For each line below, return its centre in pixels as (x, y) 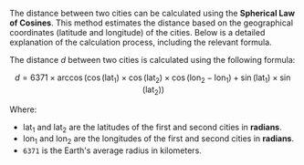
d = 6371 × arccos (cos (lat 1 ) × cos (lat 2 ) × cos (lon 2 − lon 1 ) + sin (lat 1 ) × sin (153, 78)
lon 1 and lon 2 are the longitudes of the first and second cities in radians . (158, 140)
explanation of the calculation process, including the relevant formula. (141, 42)
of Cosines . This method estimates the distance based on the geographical (152, 23)
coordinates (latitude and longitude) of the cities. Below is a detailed (137, 32)
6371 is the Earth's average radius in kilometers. (112, 150)
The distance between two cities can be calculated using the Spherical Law (152, 13)
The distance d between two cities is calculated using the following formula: (152, 60)
